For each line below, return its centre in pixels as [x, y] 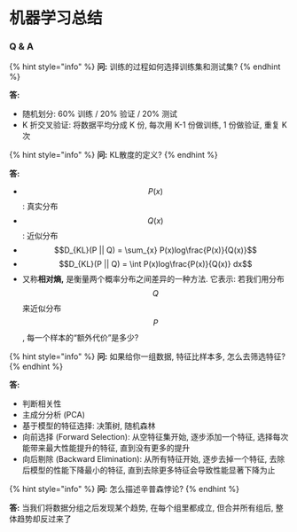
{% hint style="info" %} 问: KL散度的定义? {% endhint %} [114, 155]
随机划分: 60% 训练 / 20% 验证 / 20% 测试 [99, 114]
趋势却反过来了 [44, 519]
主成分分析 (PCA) [54, 415]
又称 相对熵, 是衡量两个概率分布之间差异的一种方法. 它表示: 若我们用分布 [153, 279]
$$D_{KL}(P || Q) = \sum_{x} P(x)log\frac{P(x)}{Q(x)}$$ [155, 250]
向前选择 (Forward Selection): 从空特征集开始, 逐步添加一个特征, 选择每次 [155, 437]
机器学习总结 [56, 18]
